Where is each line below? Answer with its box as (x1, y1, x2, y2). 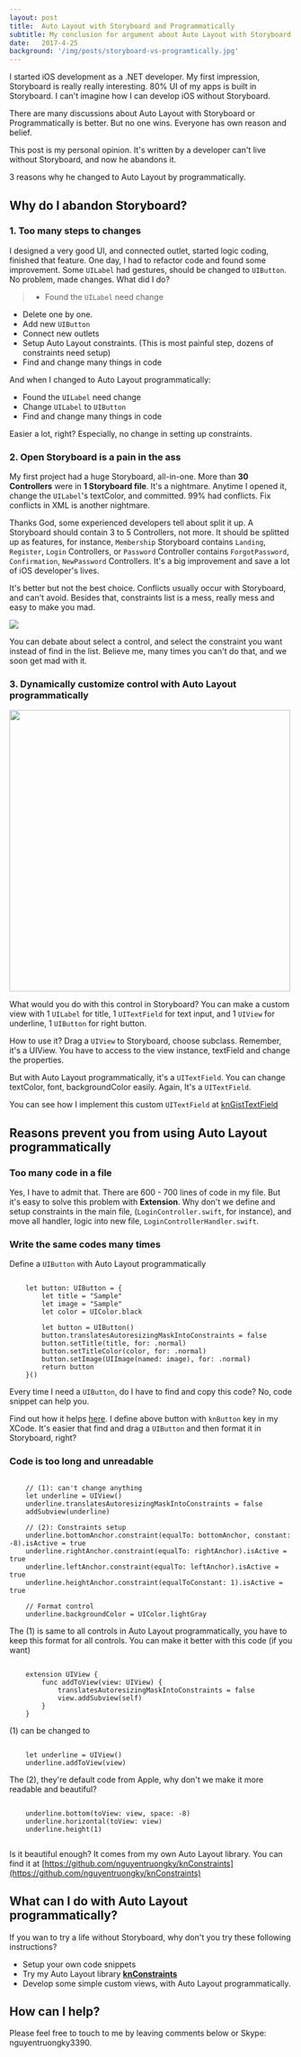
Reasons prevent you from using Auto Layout (9, 1125, 268, 1141)
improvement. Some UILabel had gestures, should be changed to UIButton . (9, 264, 288, 275)
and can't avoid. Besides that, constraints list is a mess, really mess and (9, 592, 275, 604)
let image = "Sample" (41, 1299, 123, 1309)
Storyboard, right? (9, 1433, 77, 1443)
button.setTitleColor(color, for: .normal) (41, 1347, 207, 1356)
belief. (9, 127, 33, 138)
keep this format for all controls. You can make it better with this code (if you (9, 1634, 293, 1645)
